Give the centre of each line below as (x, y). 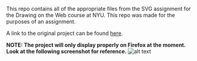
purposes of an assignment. (41, 21)
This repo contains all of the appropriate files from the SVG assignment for (98, 9)
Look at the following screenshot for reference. (67, 51)
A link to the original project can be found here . (65, 33)
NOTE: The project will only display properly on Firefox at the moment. (96, 45)
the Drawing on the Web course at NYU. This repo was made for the (91, 15)
